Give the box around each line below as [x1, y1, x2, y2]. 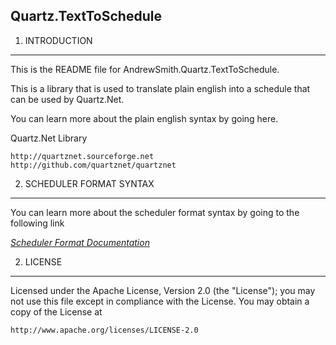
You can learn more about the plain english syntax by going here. [10, 112, 279, 124]
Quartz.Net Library [10, 132, 88, 144]
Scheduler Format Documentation [10, 236, 150, 248]
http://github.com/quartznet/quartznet [10, 160, 177, 170]
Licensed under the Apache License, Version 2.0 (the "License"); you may [10, 284, 316, 296]
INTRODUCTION [24, 34, 93, 46]
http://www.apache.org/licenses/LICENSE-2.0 [10, 325, 199, 335]
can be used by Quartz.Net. [10, 93, 125, 105]
